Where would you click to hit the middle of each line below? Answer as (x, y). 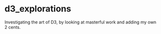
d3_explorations (38, 9)
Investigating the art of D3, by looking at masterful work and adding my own (80, 22)
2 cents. (13, 27)
